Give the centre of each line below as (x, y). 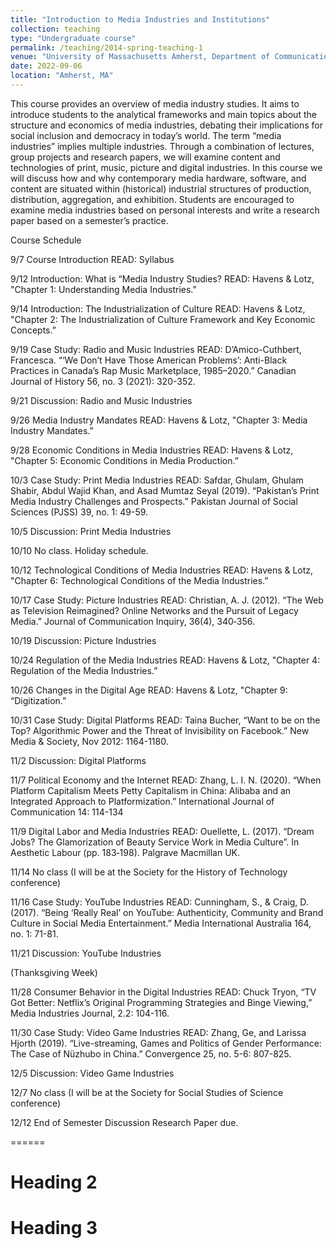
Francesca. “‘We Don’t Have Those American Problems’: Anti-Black (149, 360)
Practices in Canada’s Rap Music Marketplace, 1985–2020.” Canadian (153, 370)
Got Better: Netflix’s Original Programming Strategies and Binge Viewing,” (161, 1002)
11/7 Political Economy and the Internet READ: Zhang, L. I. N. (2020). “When (166, 780)
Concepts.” (33, 330)
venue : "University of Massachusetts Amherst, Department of (140, 57)
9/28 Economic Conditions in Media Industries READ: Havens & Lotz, (152, 450)
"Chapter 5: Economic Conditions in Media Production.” (124, 460)
